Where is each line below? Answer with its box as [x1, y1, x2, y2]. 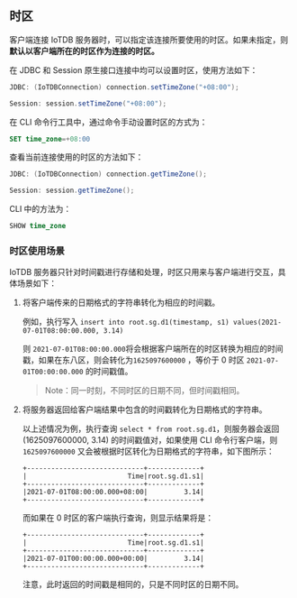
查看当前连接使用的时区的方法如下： [9, 152, 144, 162]
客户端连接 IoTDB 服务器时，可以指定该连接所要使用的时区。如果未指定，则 [9, 34, 289, 45]
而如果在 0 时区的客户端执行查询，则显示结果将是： [22, 512, 214, 523]
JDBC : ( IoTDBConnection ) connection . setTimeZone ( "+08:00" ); [9, 82, 240, 92]
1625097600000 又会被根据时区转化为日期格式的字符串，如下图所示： [22, 446, 274, 457]
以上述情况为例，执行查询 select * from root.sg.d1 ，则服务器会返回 [22, 423, 280, 435]
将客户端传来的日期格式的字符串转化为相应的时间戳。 [22, 297, 220, 308]
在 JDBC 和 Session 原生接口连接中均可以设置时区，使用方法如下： [9, 64, 258, 75]
